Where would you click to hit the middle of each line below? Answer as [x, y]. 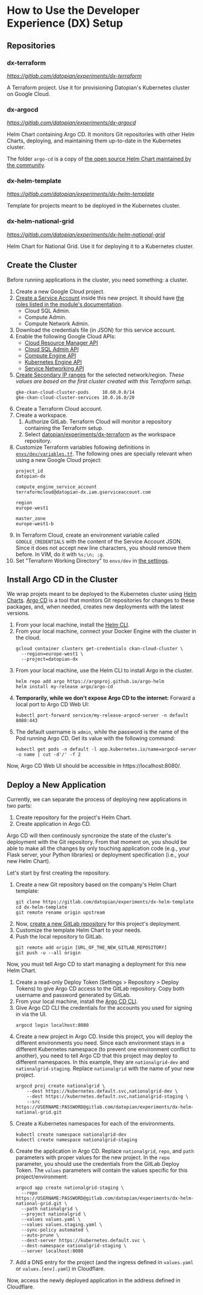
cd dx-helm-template [41, 907]
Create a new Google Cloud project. [60, 291]
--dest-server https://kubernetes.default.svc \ [83, 1241]
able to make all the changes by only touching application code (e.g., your [98, 849]
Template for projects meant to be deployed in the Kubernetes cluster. [94, 206]
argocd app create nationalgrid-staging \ [70, 1188]
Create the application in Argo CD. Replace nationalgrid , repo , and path [105, 1151]
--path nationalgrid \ [50, 1209]
